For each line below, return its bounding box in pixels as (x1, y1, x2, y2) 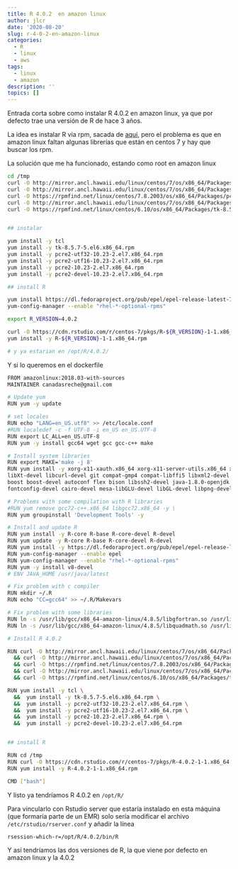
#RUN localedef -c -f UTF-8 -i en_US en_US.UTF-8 (7, 426, 157, 433)
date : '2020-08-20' (7, 23, 65, 31)
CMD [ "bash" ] (7, 777, 46, 785)
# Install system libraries (7, 452, 91, 460)
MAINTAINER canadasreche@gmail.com (7, 381, 113, 388)
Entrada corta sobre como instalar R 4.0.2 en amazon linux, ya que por (7, 109, 214, 118)
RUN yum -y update (7, 400, 62, 408)
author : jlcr (7, 17, 46, 24)
